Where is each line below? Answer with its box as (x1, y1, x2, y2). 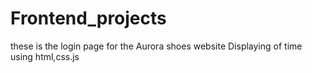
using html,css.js (10, 50, 80, 62)
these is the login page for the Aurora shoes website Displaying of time (10, 40, 303, 52)
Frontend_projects (10, 7, 167, 30)
